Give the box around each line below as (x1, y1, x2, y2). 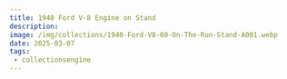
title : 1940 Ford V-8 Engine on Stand (9, 13, 156, 23)
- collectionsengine (13, 55, 92, 64)
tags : (9, 47, 30, 56)
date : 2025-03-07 (9, 38, 75, 48)
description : (9, 22, 59, 31)
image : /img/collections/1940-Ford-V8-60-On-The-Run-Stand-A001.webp (9, 30, 279, 39)
